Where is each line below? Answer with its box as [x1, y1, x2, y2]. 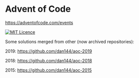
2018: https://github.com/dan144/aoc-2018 [5, 57, 92, 63]
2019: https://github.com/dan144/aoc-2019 [5, 48, 92, 54]
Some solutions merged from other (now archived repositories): [5, 38, 135, 45]
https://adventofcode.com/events [5, 20, 73, 26]
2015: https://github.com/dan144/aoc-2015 [5, 67, 92, 73]
